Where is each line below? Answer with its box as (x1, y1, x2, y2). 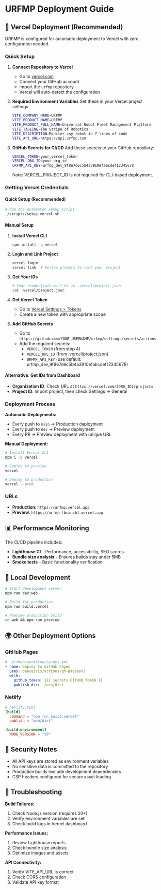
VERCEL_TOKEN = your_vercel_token (12, 154, 78, 159)
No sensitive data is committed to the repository (12, 763, 108, 769)
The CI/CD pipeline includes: (5, 540, 63, 545)
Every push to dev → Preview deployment (12, 426, 95, 432)
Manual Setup (5, 222, 34, 228)
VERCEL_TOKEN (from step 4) (26, 346, 80, 351)
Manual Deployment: (5, 441, 48, 447)
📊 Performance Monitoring (5, 524, 89, 532)
